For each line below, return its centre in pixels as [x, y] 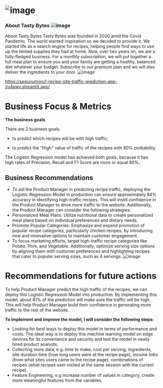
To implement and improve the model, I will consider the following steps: [80, 320]
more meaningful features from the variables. [57, 380]
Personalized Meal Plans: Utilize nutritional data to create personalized [82, 215]
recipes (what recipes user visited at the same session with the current [83, 365]
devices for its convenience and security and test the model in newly [81, 339]
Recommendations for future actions [81, 276]
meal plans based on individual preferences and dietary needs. [75, 220]
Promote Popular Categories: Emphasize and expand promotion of [78, 226]
